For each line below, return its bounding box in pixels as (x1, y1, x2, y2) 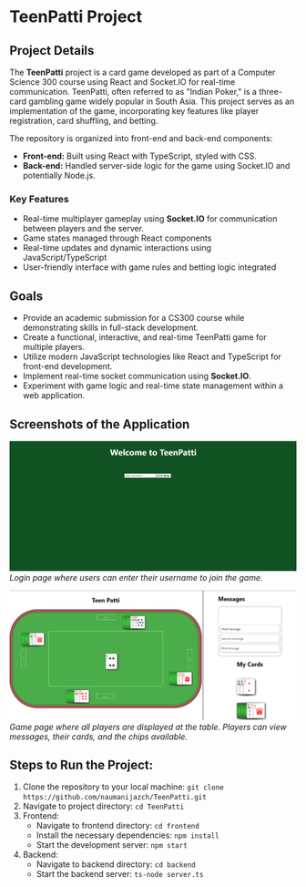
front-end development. (22, 361, 113, 372)
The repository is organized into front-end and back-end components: (9, 133, 273, 143)
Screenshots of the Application (9, 417, 190, 432)
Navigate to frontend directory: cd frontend (36, 820, 200, 831)
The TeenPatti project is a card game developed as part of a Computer (9, 67, 276, 77)
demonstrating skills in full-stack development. (22, 322, 199, 334)
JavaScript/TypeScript (22, 253, 107, 263)
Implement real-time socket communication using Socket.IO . (22, 371, 252, 382)
